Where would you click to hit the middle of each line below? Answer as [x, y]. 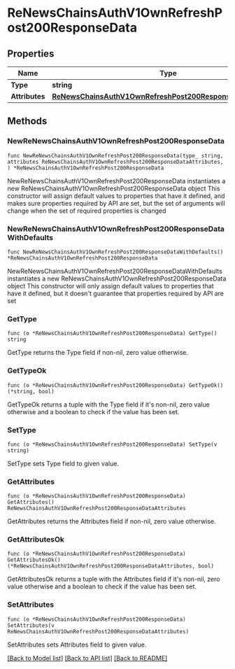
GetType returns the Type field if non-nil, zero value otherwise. [98, 353]
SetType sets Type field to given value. [63, 463]
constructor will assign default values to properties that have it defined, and [116, 196]
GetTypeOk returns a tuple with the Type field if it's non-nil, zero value [108, 404]
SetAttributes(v [31, 625]
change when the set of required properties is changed [87, 211]
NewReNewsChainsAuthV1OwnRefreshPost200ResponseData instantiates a [116, 181]
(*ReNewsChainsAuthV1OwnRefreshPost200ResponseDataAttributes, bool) [111, 566]
